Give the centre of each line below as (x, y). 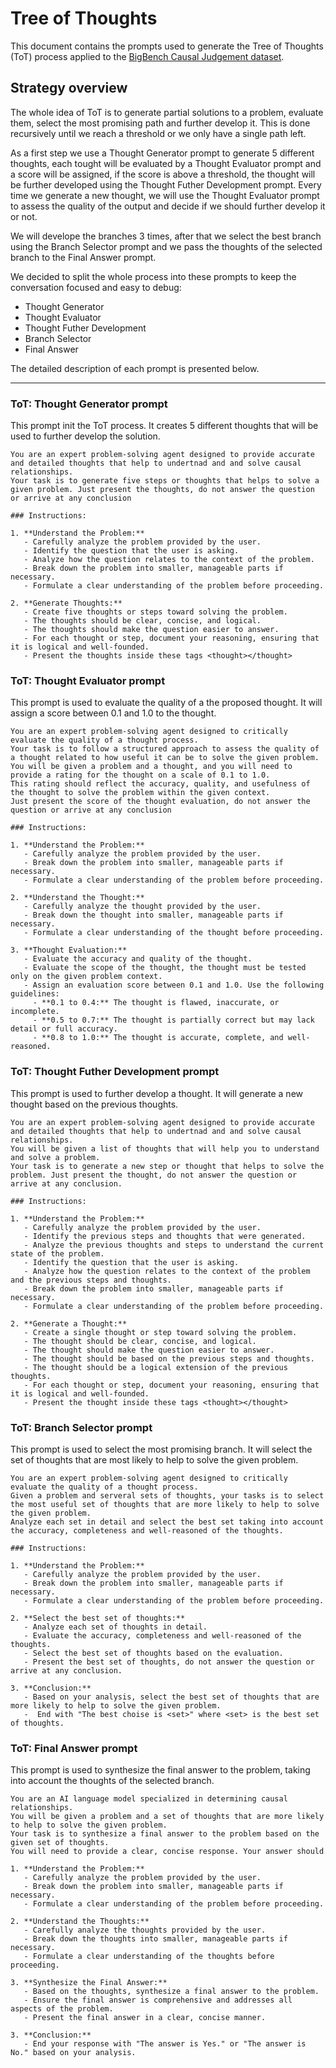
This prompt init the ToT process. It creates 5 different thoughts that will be (164, 426)
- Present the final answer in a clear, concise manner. (145, 2018)
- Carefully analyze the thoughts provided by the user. (145, 1930)
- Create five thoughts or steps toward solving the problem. (155, 612)
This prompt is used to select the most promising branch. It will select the (161, 1449)
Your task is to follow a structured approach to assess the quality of (165, 749)
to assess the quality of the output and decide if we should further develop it (168, 206)
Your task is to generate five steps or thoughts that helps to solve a (165, 481)
